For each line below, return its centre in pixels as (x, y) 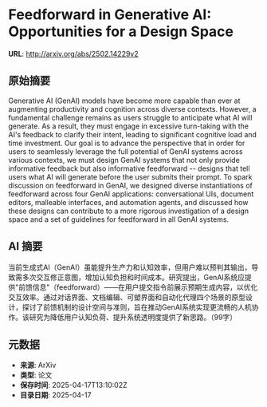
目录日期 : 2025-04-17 (55, 395)
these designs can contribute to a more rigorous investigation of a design (129, 211)
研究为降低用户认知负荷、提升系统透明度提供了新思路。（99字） (133, 317)
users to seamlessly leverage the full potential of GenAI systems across (126, 151)
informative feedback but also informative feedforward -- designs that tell (129, 168)
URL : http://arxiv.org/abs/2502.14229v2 (74, 53)
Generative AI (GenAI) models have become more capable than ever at (124, 101)
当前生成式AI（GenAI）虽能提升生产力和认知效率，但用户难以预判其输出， (130, 267)
